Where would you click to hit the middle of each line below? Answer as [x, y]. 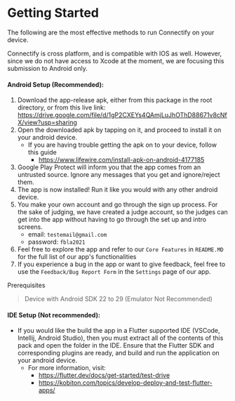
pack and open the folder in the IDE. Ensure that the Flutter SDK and [116, 346]
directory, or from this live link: [61, 107]
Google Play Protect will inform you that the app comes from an [109, 167]
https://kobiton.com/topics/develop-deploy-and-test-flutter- [125, 383]
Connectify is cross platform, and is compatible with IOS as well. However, [115, 53]
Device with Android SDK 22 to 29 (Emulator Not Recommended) [118, 299]
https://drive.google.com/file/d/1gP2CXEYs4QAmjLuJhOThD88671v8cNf [122, 115]
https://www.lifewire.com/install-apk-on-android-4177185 [121, 160]
